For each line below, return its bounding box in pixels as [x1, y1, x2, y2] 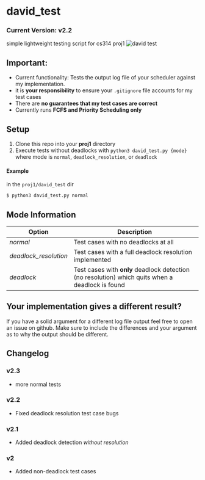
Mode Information [6, 209, 76, 220]
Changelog [6, 348, 49, 358]
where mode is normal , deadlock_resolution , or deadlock [15, 153, 157, 161]
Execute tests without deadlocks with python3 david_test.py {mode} [15, 147, 187, 154]
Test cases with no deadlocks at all [73, 238, 174, 246]
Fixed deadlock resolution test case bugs [15, 409, 119, 416]
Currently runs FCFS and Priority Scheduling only [15, 106, 142, 114]
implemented [73, 255, 112, 264]
